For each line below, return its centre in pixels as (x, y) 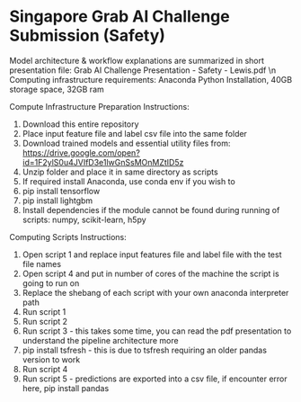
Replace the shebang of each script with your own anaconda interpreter (155, 292)
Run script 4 (45, 369)
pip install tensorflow (61, 191)
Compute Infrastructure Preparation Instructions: (100, 106)
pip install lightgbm (58, 201)
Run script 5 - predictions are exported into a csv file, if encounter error (155, 379)
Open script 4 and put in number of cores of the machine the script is (151, 273)
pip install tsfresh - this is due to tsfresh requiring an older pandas (145, 350)
